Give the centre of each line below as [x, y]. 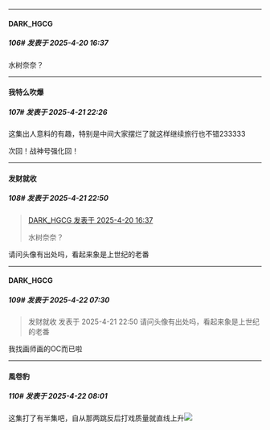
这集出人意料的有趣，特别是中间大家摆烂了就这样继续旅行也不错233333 [127, 134]
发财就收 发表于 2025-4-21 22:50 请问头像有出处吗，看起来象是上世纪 [143, 321]
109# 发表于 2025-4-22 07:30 [59, 300]
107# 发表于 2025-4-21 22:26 [58, 112]
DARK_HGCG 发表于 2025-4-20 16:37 [90, 220]
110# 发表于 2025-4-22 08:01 [58, 396]
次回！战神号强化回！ [43, 151]
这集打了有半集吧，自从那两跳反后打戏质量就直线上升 [96, 418]
